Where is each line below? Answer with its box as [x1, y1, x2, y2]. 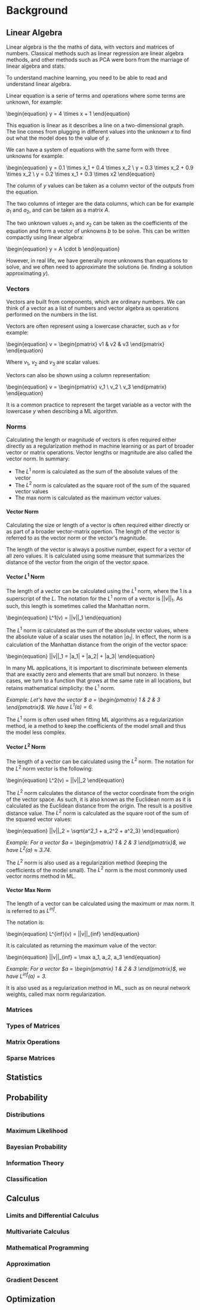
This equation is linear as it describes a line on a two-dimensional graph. [6, 122, 184, 129]
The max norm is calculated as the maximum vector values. [14, 494, 161, 501]
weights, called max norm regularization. [6, 990, 106, 998]
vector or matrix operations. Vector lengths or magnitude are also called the [6, 448, 193, 456]
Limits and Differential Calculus [6, 1212, 99, 1220]
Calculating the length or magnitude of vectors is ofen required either [6, 436, 177, 443]
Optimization [6, 1294, 56, 1305]
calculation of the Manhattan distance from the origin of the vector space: [6, 641, 188, 648]
